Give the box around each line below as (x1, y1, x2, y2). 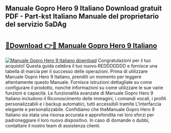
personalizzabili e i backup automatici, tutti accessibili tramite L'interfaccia (5, 101, 162, 107)
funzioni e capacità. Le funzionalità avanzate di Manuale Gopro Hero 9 (5, 90, 154, 96)
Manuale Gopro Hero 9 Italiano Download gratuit (5, 4, 162, 13)
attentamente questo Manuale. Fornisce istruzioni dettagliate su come (5, 79, 152, 85)
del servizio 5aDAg (5, 20, 67, 29)
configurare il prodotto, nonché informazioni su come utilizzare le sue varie (5, 84, 163, 91)
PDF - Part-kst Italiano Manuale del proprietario (5, 12, 159, 21)
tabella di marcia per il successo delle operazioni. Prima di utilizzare (5, 69, 148, 74)
